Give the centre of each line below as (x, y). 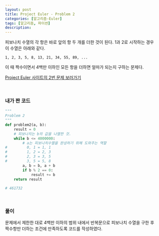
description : (18, 28)
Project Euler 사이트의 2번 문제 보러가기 (43, 78)
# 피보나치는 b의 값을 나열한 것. (43, 134)
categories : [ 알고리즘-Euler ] (34, 19)
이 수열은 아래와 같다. (25, 48)
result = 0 (25, 129)
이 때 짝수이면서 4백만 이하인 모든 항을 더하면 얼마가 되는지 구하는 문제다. (74, 67)
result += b (43, 175)
